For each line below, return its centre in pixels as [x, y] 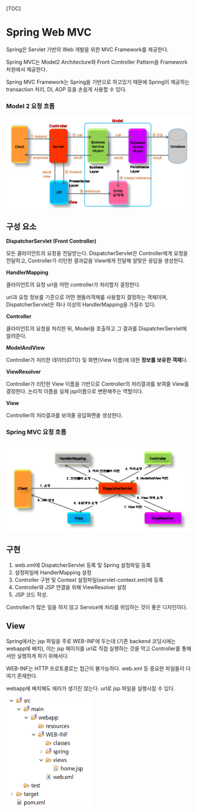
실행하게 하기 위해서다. [43, 656]
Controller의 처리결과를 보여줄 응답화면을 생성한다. [64, 415]
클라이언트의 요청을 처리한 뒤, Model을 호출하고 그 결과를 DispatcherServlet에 [96, 328]
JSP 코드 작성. [31, 594]
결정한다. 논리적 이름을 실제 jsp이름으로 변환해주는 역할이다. [75, 391]
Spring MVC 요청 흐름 [36, 432]
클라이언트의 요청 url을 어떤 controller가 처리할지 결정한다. [74, 284]
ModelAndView [26, 347]
